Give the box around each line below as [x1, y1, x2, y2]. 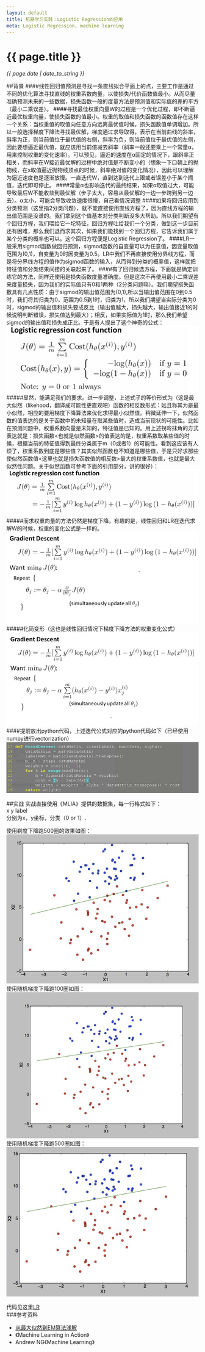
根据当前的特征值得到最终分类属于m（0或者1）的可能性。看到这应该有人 [16, 440, 198, 447]
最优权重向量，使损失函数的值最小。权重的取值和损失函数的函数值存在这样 [11, 113, 199, 120]
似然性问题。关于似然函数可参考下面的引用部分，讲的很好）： [6, 462, 159, 470]
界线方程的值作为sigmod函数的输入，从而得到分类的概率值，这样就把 [22, 258, 196, 265]
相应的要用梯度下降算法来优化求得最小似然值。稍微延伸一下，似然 [27, 409, 193, 417]
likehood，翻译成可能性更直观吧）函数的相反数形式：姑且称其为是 [27, 401, 193, 409]
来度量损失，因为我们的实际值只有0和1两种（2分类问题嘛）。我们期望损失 [6, 281, 189, 288]
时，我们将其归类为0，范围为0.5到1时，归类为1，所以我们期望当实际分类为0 [6, 296, 196, 303]
